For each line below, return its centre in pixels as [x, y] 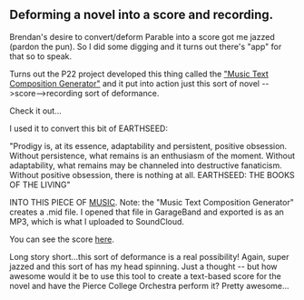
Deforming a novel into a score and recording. [142, 15]
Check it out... [35, 110]
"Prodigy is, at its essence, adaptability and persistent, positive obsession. [148, 145]
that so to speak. [41, 56]
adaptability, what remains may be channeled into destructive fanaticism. [146, 165]
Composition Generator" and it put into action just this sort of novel [135, 83]
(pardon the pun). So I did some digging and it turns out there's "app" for [146, 46]
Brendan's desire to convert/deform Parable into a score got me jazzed [142, 36]
